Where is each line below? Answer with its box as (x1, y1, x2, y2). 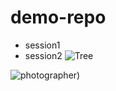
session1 (24, 39, 61, 51)
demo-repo (10, 6, 107, 29)
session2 (24, 49, 63, 61)
